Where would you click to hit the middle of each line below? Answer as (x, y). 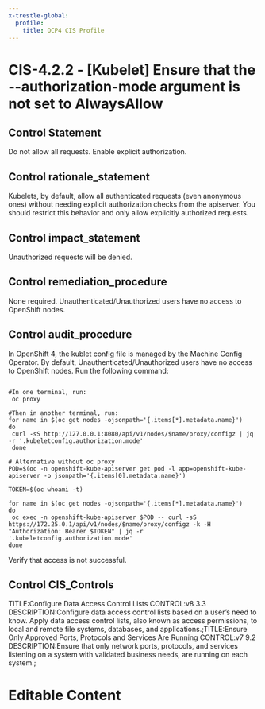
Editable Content (65, 695)
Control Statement (55, 132)
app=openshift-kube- (212, 469)
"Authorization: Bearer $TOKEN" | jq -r (76, 531)
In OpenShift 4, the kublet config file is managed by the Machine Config (125, 354)
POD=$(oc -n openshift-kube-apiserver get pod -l (92, 469)
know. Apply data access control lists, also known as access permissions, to (133, 621)
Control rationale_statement (79, 177)
